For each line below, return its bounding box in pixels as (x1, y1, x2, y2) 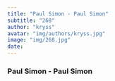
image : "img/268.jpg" (7, 37, 71, 44)
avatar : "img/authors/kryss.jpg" (7, 30, 106, 37)
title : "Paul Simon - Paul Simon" (7, 10, 109, 18)
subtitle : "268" (7, 17, 55, 24)
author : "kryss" (7, 23, 55, 30)
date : (7, 43, 23, 50)
